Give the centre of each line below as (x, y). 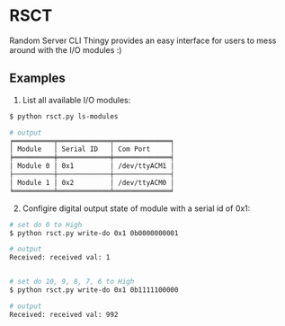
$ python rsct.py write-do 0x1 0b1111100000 (94, 290)
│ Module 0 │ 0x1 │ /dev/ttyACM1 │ (92, 166)
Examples (37, 79)
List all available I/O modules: (76, 100)
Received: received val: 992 (64, 314)
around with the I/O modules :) (66, 49)
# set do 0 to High (46, 225)
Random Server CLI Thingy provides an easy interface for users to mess (143, 40)
